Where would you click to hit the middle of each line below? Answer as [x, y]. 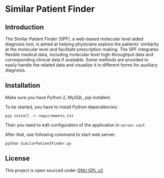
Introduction [25, 27]
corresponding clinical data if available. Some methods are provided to [77, 60]
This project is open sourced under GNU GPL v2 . [55, 170]
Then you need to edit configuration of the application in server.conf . [76, 125]
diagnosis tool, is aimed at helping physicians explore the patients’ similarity [82, 44]
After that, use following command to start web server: [61, 134]
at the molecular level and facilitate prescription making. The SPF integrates [82, 49]
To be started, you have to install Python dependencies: [62, 107]
